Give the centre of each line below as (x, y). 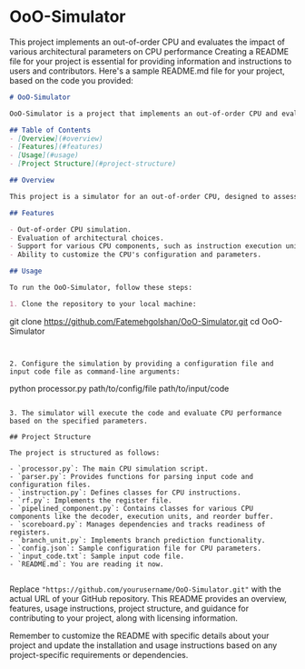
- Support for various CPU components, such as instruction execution (146, 246)
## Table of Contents (50, 130)
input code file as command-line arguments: (95, 371)
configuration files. (50, 484)
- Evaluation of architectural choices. (87, 238)
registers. (30, 532)
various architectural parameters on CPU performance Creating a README (149, 51)
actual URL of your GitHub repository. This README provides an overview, (148, 598)
